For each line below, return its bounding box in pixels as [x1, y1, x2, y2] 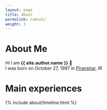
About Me [5, 43, 47, 54]
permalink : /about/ [5, 17, 46, 22]
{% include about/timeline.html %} [5, 99, 77, 106]
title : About [5, 12, 33, 17]
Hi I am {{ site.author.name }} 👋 [5, 60, 72, 66]
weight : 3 [5, 21, 26, 27]
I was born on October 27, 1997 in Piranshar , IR [5, 65, 102, 71]
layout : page [5, 7, 33, 13]
